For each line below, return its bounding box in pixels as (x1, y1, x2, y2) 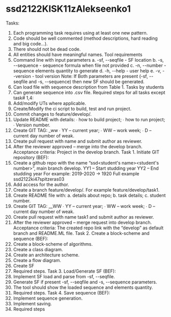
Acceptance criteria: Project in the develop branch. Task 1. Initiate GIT (13, 149, 160, 155)
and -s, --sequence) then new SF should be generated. (28, 78, 145, 85)
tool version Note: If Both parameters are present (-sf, (35, 73, 148, 79)
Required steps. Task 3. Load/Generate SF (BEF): (13, 268, 116, 274)
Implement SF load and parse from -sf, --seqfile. (13, 273, 115, 279)
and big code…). (13, 40, 48, 46)
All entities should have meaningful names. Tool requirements (13, 51, 142, 58)
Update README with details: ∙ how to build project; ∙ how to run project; (13, 116, 165, 122)
